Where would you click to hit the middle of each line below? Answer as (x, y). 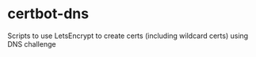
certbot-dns (48, 14)
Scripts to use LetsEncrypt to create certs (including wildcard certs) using (128, 36)
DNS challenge (32, 44)
